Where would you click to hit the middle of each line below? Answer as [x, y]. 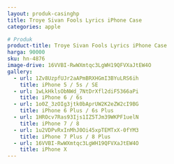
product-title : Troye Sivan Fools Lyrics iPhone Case [87, 46]
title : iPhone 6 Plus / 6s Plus [67, 111]
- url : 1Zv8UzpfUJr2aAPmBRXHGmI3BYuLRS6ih [76, 78]
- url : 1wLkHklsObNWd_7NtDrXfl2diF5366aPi [76, 91]
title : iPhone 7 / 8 [50, 124]
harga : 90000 [26, 52]
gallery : [20, 72]
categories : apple [34, 27]
